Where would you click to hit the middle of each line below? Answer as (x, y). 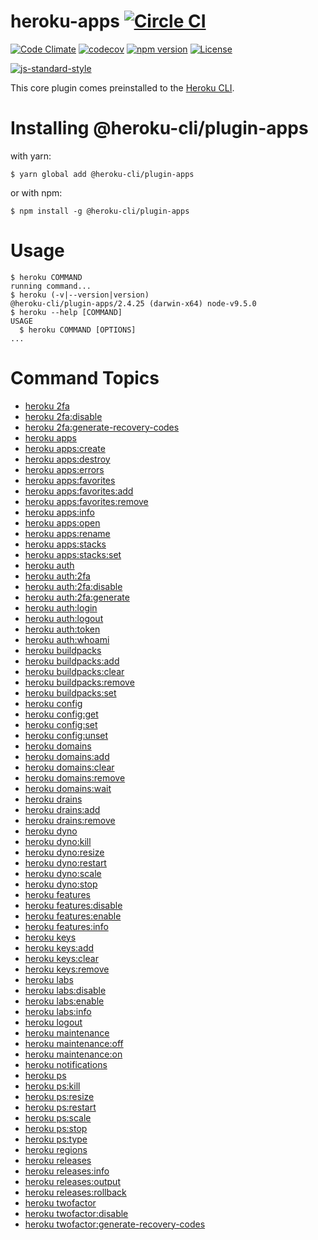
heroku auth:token (62, 629)
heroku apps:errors (64, 469)
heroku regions (56, 1149)
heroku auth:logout (64, 618)
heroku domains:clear (69, 767)
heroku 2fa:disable (63, 416)
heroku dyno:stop (61, 884)
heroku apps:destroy (67, 459)
